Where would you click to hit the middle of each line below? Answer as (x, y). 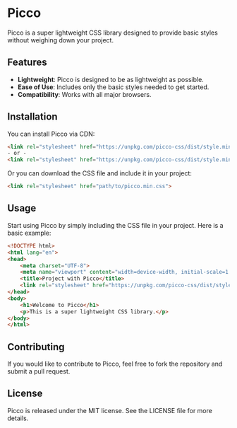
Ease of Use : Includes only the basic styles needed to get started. (113, 87)
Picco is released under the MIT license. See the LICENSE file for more (110, 410)
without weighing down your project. (61, 40)
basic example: (29, 233)
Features (27, 63)
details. (18, 418)
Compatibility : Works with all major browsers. (84, 94)
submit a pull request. (39, 371)
